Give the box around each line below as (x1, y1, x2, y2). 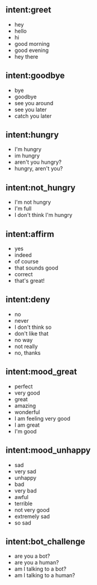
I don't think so (14, 323, 52, 331)
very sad (14, 468, 37, 475)
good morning (14, 40, 50, 47)
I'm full (14, 205, 32, 212)
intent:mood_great (5, 367, 77, 377)
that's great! (14, 277, 45, 285)
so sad (14, 519, 31, 526)
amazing (14, 402, 36, 409)
